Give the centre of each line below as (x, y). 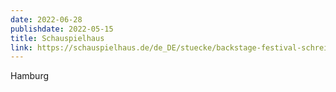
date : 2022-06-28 (46, 19)
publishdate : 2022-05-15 (62, 29)
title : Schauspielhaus (57, 38)
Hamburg (30, 76)
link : (21, 47)
